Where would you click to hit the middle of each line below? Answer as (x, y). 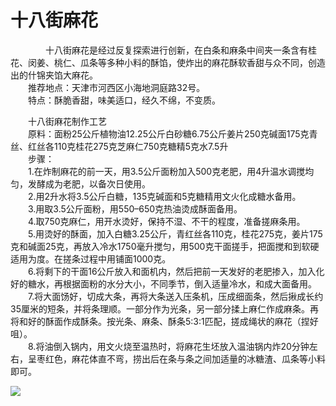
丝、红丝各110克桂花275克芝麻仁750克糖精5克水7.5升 (119, 146)
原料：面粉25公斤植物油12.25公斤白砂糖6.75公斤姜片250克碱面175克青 (173, 133)
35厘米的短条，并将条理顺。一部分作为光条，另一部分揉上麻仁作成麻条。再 (164, 308)
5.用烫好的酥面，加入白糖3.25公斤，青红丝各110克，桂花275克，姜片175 (175, 233)
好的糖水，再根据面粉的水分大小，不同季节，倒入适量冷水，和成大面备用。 (163, 283)
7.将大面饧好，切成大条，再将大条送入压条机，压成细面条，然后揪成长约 (176, 296)
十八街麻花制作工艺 (67, 121)
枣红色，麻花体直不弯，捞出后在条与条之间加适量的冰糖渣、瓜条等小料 (181, 358)
